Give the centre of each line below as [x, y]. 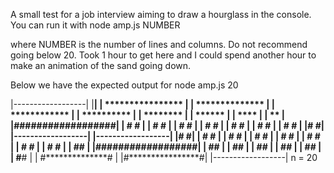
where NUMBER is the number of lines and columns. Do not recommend [159, 44]
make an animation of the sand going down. [101, 65]
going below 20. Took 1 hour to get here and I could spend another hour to [163, 55]
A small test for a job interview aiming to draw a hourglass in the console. [161, 14]
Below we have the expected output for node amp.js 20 [124, 85]
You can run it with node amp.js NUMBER [95, 25]
